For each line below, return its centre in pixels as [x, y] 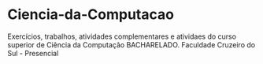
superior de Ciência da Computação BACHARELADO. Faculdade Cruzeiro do [131, 44]
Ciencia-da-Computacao [91, 15]
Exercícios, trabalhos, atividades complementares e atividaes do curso [122, 36]
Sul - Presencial [33, 53]
